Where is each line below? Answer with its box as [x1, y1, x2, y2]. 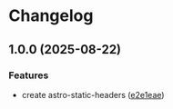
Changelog [8, 5, 94, 26]
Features [8, 69, 49, 82]
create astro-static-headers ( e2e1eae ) [21, 89, 165, 100]
